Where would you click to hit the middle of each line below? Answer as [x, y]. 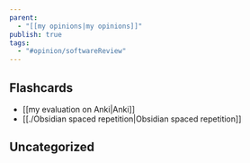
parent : [24, 18]
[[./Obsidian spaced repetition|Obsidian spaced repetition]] [132, 119]
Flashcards [41, 88]
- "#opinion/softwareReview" [72, 51]
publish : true [36, 34]
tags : [19, 43]
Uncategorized [52, 147]
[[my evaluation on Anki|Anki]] [79, 109]
